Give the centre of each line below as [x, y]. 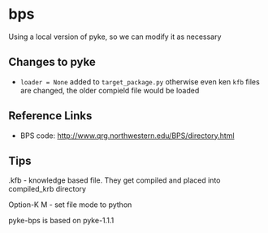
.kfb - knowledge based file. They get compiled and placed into [115, 180]
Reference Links [50, 116]
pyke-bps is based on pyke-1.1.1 [61, 221]
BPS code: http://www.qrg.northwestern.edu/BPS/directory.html [127, 136]
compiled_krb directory [48, 189]
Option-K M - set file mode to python [70, 205]
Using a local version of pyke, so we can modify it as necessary [115, 37]
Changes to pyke [52, 62]
